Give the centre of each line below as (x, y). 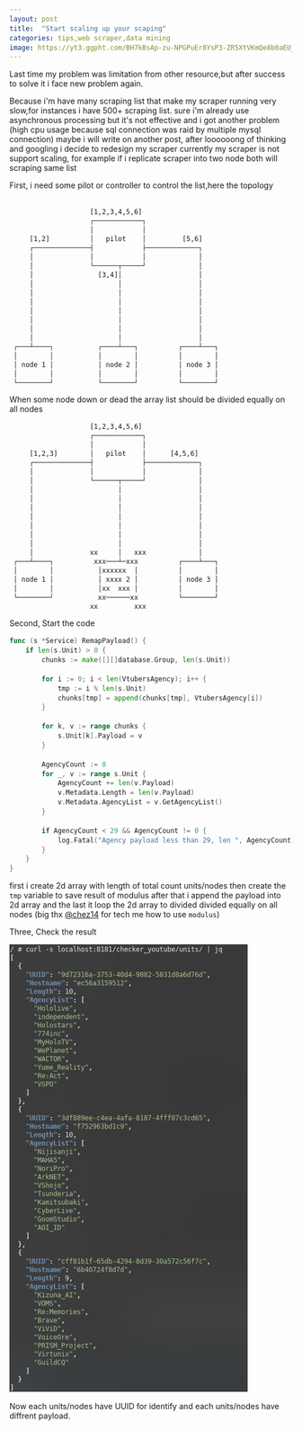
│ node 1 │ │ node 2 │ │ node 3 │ (116, 365)
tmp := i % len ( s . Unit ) (102, 688)
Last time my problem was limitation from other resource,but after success (147, 74)
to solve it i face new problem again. (76, 84)
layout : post (34, 19)
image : (22, 48)
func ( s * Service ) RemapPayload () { (78, 641)
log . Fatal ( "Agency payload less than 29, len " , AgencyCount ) (176, 840)
